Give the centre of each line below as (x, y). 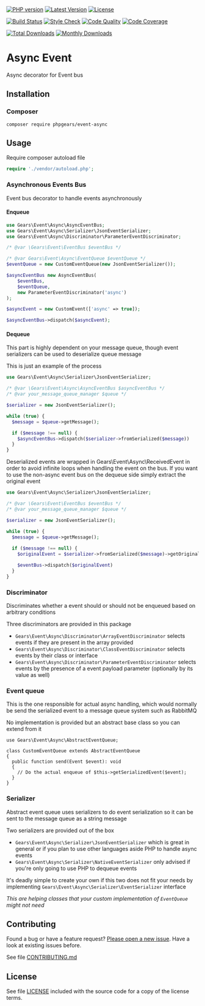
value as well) (32, 675)
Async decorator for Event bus (45, 75)
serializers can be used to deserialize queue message (74, 354)
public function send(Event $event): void (67, 762)
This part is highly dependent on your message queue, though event (92, 348)
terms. (14, 998)
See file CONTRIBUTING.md (42, 957)
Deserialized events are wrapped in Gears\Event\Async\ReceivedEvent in (98, 462)
